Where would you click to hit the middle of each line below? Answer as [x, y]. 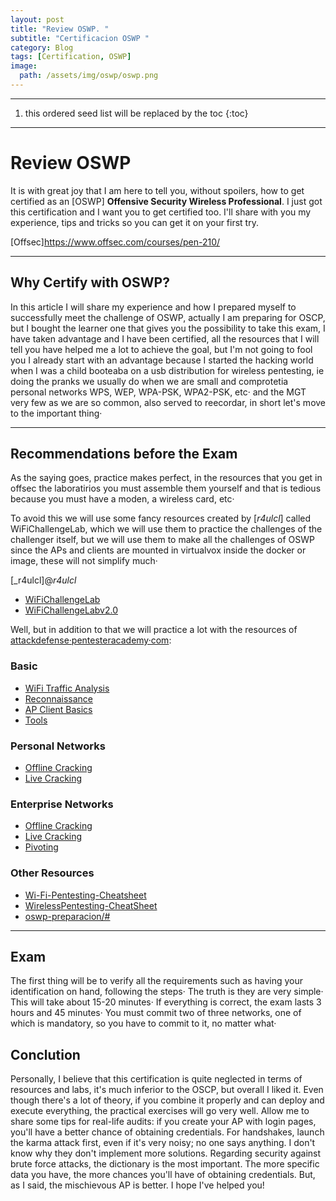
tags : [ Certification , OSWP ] [71, 57]
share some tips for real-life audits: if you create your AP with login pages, [163, 1122]
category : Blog [42, 47]
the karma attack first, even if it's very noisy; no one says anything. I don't [163, 1143]
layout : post [37, 19]
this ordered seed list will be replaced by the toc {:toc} [136, 113]
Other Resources [52, 873]
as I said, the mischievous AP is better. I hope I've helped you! [137, 1185]
